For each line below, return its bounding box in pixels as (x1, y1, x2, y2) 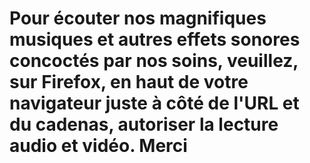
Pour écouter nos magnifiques (9, 7, 267, 30)
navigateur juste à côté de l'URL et (9, 92, 300, 115)
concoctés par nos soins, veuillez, (9, 50, 299, 72)
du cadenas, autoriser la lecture (9, 113, 279, 136)
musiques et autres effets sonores (9, 28, 301, 51)
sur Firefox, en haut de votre (9, 71, 249, 94)
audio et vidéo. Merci (9, 135, 188, 157)
